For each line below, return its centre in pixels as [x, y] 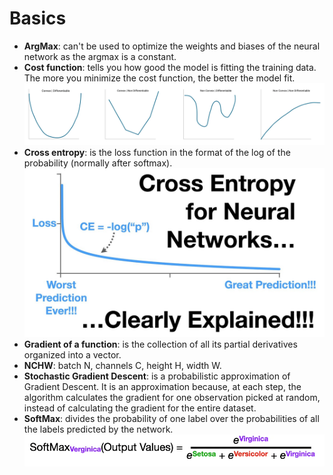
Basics [38, 18]
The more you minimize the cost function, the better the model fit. [159, 78]
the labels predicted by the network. [98, 429]
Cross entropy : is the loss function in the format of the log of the [157, 153]
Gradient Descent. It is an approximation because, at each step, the [162, 387]
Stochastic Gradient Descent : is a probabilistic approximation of [157, 376]
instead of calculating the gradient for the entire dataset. [140, 408]
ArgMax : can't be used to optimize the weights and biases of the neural [172, 46]
